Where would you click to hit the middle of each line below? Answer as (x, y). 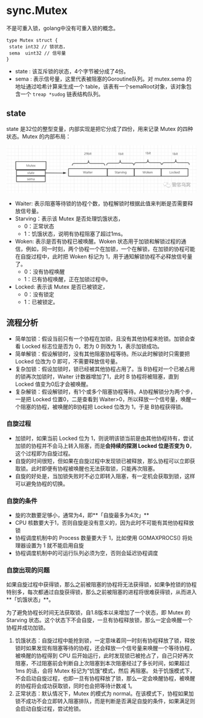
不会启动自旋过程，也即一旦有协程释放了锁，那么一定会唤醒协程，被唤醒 (105, 679)
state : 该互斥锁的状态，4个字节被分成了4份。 (72, 71)
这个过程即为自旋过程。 (44, 453)
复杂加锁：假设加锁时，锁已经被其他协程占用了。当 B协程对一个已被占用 (105, 369)
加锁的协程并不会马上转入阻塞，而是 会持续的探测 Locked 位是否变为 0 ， (105, 445)
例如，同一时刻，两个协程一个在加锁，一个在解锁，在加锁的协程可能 (110, 248)
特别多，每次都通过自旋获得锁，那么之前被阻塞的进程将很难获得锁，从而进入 (101, 592)
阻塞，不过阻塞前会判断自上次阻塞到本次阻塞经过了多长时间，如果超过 (102, 663)
